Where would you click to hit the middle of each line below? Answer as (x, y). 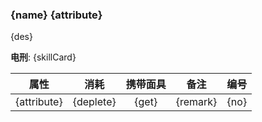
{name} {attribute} (56, 15)
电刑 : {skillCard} (43, 57)
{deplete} (94, 102)
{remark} (196, 102)
